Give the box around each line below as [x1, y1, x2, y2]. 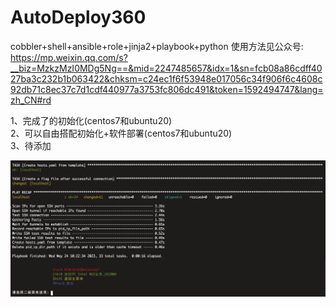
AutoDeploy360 [10, 6, 147, 29]
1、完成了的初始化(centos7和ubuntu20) [10, 114, 173, 126]
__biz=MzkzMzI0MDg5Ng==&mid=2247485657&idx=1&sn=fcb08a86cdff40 [10, 62, 323, 74]
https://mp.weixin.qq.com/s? [10, 51, 128, 63]
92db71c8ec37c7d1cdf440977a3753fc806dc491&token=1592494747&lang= [10, 83, 324, 95]
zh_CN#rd [10, 94, 52, 106]
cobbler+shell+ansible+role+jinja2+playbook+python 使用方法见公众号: [10, 40, 304, 52]
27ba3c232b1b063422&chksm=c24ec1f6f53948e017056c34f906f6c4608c [10, 72, 323, 85]
